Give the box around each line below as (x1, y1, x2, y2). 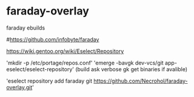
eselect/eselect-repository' (6, 65, 75, 73)
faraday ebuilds (6, 24, 45, 31)
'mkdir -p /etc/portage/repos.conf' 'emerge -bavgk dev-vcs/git (6, 59, 164, 66)
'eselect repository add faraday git (6, 77, 93, 84)
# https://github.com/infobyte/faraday (6, 36, 99, 43)
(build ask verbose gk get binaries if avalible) (75, 65, 188, 73)
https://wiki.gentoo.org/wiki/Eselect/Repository (6, 47, 124, 55)
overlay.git (6, 83, 33, 91)
